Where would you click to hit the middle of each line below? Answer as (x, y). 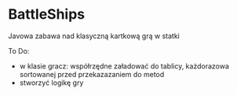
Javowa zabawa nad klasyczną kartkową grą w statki (94, 36)
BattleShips (47, 14)
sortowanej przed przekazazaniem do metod (92, 74)
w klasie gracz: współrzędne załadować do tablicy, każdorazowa (124, 66)
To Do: (19, 51)
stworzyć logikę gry (51, 83)
